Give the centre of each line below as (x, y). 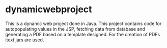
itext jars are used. (25, 40)
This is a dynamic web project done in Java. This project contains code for (83, 23)
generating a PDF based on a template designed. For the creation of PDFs (83, 34)
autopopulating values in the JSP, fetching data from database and (75, 29)
